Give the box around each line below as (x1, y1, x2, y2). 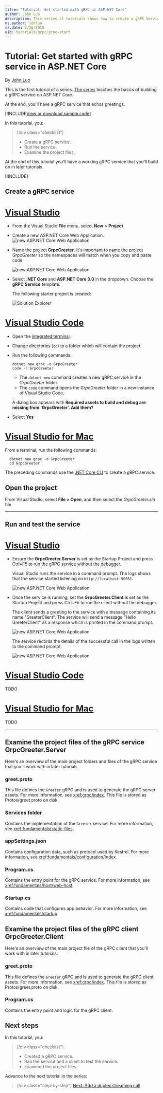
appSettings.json (5, 838, 47, 845)
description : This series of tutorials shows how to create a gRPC (5, 16, 145, 21)
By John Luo (5, 77, 31, 83)
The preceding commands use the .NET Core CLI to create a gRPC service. (5, 469, 155, 475)
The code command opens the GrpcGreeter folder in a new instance (19, 385, 155, 391)
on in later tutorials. (5, 164, 44, 169)
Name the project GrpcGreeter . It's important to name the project (12, 247, 143, 253)
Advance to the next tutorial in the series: (5, 1073, 87, 1079)
